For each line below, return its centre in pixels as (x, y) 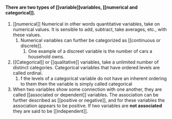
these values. (27, 35)
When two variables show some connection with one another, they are (87, 89)
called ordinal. (28, 73)
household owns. (46, 57)
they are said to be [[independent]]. (50, 111)
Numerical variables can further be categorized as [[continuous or (90, 41)
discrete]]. (31, 46)
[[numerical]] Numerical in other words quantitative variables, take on (86, 24)
